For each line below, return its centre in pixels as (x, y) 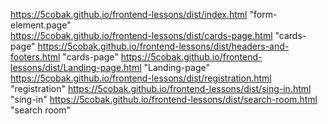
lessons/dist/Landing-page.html (76, 67)
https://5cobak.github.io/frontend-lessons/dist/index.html (129, 14)
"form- (263, 14)
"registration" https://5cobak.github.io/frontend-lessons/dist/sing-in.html (161, 88)
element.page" (41, 25)
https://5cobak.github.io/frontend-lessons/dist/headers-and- (163, 46)
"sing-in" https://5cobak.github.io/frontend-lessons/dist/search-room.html (164, 99)
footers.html (35, 57)
